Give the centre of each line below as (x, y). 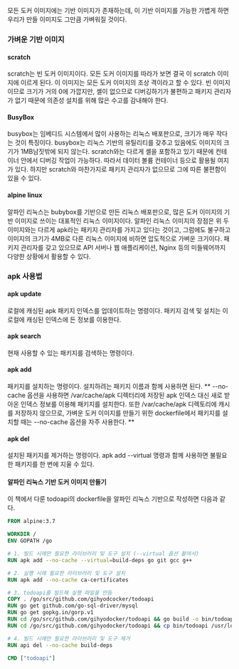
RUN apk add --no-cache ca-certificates (68, 580)
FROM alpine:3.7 (31, 522)
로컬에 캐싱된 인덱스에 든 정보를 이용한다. (64, 320)
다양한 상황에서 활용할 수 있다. (49, 256)
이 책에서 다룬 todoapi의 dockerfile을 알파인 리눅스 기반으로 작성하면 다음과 (113, 499)
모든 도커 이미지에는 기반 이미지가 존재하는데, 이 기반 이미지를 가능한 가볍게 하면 (118, 10)
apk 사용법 (25, 276)
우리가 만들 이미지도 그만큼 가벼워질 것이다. (67, 19)
